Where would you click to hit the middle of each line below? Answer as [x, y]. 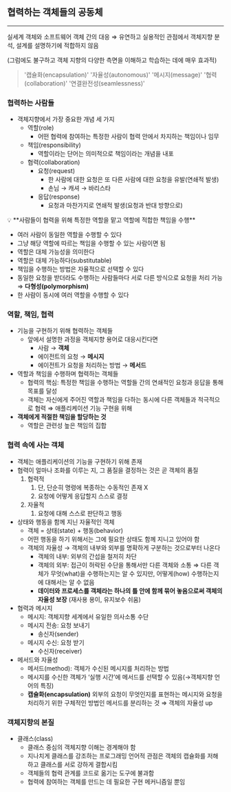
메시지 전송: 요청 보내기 [59, 625]
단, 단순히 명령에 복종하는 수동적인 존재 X [93, 487]
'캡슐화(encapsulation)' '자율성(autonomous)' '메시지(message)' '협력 [120, 74]
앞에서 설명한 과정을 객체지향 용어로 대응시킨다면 [92, 339]
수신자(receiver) [60, 651]
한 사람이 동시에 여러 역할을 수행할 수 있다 [73, 295]
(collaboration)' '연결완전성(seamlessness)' [85, 83]
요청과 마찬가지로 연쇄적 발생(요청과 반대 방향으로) [115, 205]
